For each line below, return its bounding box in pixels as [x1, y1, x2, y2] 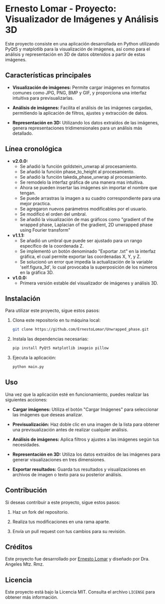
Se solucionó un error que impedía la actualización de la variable [19, 259, 153, 265]
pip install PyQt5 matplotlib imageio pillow [12, 345, 109, 351]
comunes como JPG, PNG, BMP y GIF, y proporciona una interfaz [12, 89, 147, 95]
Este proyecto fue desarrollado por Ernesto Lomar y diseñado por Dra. [5, 556, 150, 562]
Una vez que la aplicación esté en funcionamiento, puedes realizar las [5, 391, 149, 397]
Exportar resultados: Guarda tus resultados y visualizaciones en [12, 466, 146, 472]
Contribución [5, 486, 47, 495]
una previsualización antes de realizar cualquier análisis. [12, 426, 129, 432]
